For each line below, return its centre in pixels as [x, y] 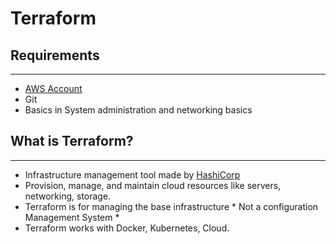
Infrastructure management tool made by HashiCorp [132, 174]
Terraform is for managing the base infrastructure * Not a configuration [171, 206]
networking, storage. [68, 196]
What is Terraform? [72, 141]
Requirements [55, 55]
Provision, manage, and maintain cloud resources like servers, [153, 185]
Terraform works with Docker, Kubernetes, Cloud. [127, 228]
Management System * [72, 217]
